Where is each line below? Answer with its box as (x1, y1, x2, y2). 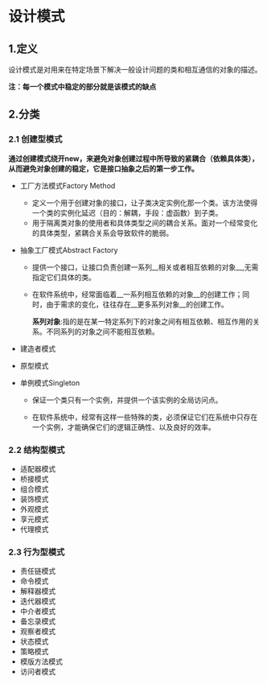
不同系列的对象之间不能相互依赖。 (46, 327, 159, 336)
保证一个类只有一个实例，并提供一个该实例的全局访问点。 (31, 395, 223, 405)
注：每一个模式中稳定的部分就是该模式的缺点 (8, 82, 157, 91)
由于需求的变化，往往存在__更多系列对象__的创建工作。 (46, 299, 229, 309)
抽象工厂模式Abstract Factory (19, 245, 118, 254)
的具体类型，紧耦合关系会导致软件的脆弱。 (31, 228, 174, 237)
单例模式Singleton (19, 377, 80, 387)
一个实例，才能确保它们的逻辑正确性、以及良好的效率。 (31, 422, 216, 431)
